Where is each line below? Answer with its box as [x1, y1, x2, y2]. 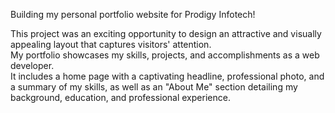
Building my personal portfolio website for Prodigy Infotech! [10, 9, 256, 20]
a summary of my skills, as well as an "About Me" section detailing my [10, 81, 298, 93]
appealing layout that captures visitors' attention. [10, 39, 212, 50]
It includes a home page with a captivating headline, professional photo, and [10, 70, 325, 82]
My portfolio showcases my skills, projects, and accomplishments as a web [10, 49, 320, 61]
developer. [10, 60, 55, 71]
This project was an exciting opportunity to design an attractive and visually [10, 28, 322, 39]
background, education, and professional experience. [10, 92, 231, 103]
